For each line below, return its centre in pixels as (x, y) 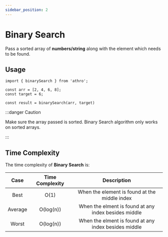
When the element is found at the (117, 192)
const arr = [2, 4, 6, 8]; (33, 90)
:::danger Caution (23, 112)
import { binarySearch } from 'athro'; (47, 81)
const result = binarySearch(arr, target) (50, 103)
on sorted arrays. (23, 127)
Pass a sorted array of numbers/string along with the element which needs (83, 49)
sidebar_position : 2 (27, 10)
